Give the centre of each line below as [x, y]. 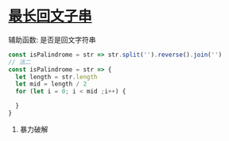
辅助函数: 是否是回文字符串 [52, 40]
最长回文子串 [50, 16]
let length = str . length [56, 77]
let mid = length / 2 [51, 84]
